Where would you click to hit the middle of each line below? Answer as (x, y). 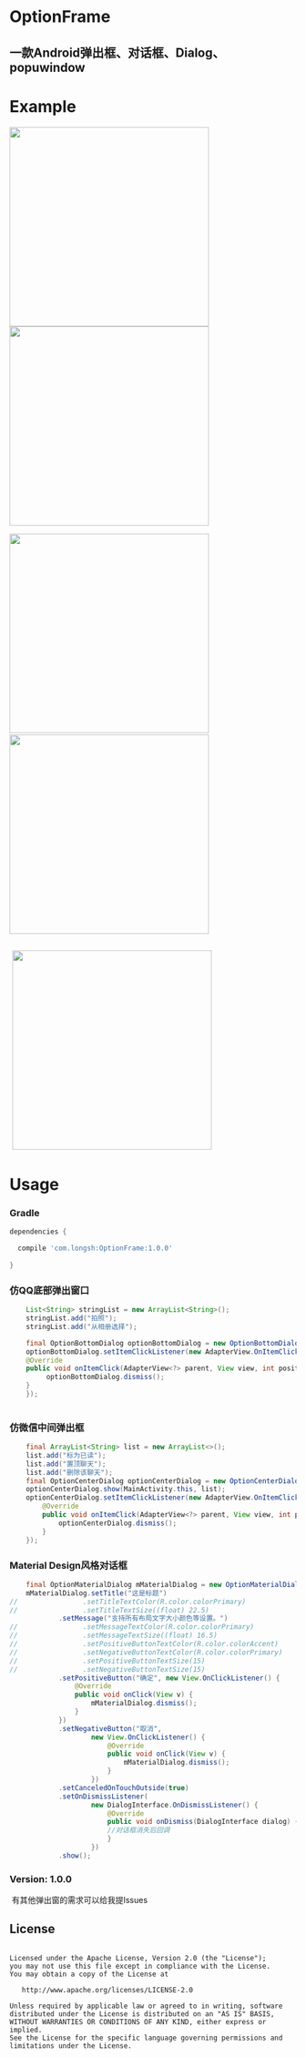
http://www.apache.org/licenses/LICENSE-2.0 (107, 1990)
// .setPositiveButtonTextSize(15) (107, 1661)
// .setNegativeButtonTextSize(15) (107, 1669)
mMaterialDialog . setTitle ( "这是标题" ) (97, 1593)
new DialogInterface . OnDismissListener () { (174, 1805)
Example (43, 106)
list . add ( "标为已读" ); (66, 1455)
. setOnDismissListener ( (103, 1797)
